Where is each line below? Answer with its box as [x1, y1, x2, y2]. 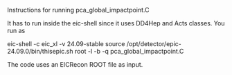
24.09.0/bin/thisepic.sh [7, 47, 74, 55]
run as [7, 27, 26, 34]
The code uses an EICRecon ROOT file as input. [7, 61, 143, 68]
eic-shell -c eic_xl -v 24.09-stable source [7, 40, 125, 47]
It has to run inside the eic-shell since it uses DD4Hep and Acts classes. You [7, 19, 225, 27]
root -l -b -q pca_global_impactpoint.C [74, 47, 184, 55]
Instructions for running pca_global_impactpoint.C [7, 6, 150, 14]
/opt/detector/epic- [126, 40, 181, 47]
